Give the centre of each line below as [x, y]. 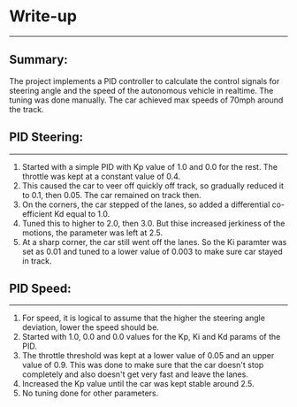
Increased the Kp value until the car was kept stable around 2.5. [138, 384]
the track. [27, 109]
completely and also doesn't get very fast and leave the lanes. [135, 374]
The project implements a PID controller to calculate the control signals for [145, 81]
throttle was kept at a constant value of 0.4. [101, 176]
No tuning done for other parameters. [90, 393]
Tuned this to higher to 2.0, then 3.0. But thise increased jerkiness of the [153, 223]
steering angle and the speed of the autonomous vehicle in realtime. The [141, 90]
